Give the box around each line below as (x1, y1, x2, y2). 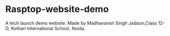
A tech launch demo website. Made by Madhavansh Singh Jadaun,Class (5, 20, 157, 26)
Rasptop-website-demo (5, 3, 109, 15)
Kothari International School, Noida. (11, 25, 86, 31)
